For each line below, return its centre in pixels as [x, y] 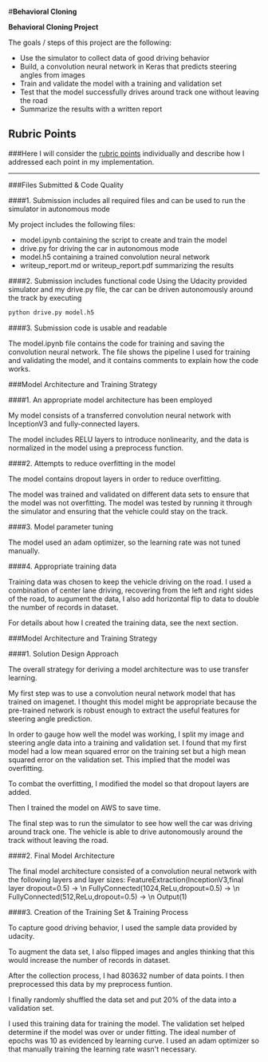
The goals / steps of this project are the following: [90, 42]
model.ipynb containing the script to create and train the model [123, 240]
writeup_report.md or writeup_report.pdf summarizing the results [127, 265]
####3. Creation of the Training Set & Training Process [99, 912]
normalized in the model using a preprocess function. [96, 448]
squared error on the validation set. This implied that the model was [119, 760]
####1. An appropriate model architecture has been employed [110, 400]
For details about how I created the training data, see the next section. [123, 622]
